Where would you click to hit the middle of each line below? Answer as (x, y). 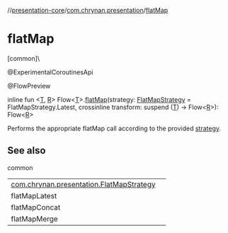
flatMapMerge (34, 219)
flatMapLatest (34, 195)
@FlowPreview (29, 86)
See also (27, 150)
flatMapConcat (36, 207)
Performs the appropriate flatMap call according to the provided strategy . (114, 128)
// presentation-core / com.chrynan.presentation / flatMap (88, 10)
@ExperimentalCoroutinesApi (50, 72)
